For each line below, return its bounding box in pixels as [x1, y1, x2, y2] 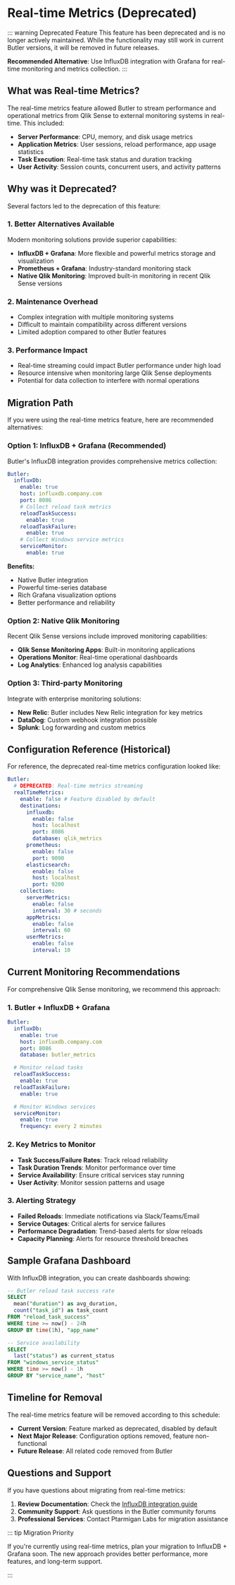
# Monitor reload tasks [13, 1064, 83, 1071]
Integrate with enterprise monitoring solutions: [7, 694, 142, 703]
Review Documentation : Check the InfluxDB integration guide [17, 1500, 198, 1508]
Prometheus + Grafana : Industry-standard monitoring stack [17, 263, 191, 273]
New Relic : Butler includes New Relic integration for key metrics [17, 708, 203, 716]
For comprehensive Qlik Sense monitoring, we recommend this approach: [7, 985, 221, 993]
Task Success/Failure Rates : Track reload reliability [17, 1156, 168, 1164]
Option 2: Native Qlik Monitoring [7, 616, 120, 626]
